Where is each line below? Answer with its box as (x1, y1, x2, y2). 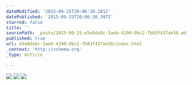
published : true (6, 36, 46, 41)
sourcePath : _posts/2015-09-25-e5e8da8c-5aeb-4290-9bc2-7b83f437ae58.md (6, 30, 187, 36)
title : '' (6, 24, 30, 31)
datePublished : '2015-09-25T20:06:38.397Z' (6, 14, 114, 20)
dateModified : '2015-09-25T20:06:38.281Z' (6, 8, 111, 15)
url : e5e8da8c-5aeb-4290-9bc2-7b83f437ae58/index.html (6, 41, 142, 47)
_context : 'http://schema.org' (6, 47, 82, 52)
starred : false (6, 19, 43, 25)
